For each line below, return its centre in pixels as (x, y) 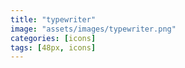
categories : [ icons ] (53, 38)
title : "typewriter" (53, 19)
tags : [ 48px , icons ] (53, 47)
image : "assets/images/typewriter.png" (93, 29)
